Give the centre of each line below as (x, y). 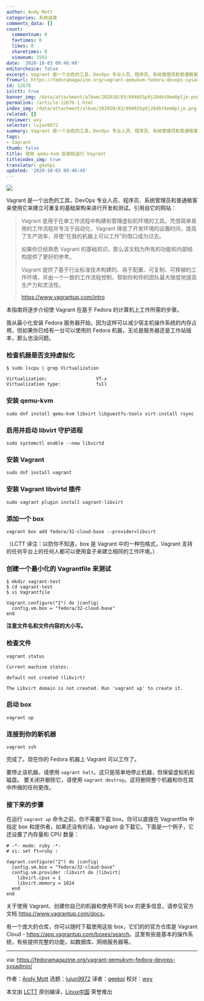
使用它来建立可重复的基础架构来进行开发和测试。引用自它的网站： (94, 208)
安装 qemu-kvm (30, 401)
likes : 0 (23, 46)
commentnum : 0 (29, 35)
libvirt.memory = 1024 (46, 883)
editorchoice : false (32, 69)
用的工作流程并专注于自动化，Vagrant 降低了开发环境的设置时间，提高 (109, 229)
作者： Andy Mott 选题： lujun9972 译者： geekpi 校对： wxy (80, 979)
